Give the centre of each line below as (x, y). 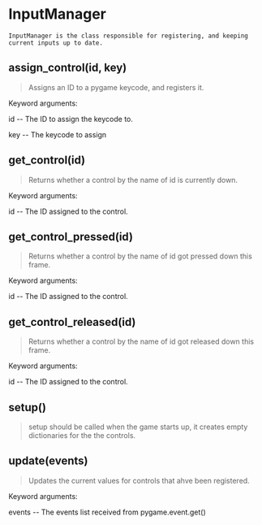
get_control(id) (47, 161)
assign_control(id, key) (68, 68)
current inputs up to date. (56, 43)
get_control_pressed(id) (71, 236)
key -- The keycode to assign (58, 134)
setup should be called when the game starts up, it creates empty (138, 427)
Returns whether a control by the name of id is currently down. (133, 180)
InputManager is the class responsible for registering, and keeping (129, 36)
